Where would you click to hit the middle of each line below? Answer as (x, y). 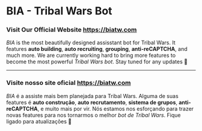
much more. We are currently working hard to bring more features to (91, 56)
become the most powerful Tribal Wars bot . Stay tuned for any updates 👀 (97, 62)
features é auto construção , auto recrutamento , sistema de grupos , (92, 102)
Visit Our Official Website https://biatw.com (72, 30)
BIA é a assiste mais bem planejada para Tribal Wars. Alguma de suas (92, 96)
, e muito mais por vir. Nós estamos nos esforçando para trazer (116, 108)
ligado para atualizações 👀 (39, 121)
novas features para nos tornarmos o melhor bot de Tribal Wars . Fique (93, 115)
